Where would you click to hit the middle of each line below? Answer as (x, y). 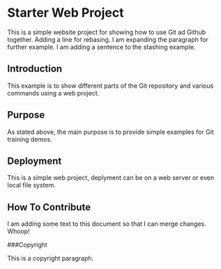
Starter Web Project (66, 13)
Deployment (35, 161)
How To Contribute (49, 207)
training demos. (30, 139)
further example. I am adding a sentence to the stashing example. (101, 47)
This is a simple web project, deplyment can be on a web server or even (111, 178)
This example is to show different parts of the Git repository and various (110, 86)
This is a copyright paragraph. (51, 259)
